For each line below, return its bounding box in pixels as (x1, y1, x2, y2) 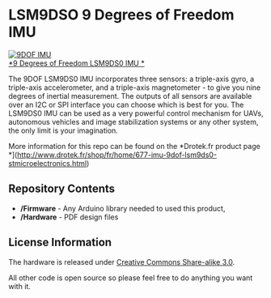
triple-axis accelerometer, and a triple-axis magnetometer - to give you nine (8, 83, 261, 92)
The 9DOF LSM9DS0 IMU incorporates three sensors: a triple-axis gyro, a (8, 74, 255, 83)
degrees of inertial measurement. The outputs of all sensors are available (8, 91, 252, 100)
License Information (8, 236, 112, 249)
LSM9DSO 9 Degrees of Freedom (8, 6, 235, 24)
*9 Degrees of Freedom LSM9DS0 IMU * (8, 58, 145, 68)
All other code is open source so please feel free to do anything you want (8, 273, 253, 283)
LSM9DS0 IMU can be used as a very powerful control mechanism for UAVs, (8, 108, 264, 118)
